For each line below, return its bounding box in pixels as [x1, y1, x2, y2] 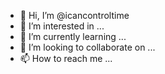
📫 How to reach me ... [19, 53, 113, 64]
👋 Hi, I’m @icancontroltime [19, 10, 130, 21]
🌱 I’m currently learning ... [19, 31, 127, 42]
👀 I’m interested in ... [19, 20, 105, 32]
